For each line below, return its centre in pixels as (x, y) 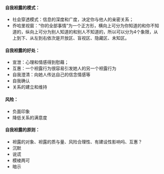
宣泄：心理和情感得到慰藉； (41, 62)
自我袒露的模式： (22, 7)
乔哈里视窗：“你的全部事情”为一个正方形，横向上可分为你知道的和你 (81, 26)
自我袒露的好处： (22, 50)
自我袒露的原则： (22, 130)
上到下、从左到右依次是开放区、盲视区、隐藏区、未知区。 (71, 38)
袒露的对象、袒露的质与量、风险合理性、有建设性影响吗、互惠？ (77, 142)
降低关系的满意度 (30, 117)
